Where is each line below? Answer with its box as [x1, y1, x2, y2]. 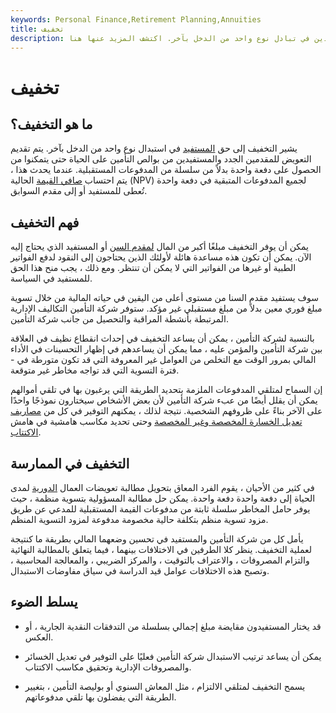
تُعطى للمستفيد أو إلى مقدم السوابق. [10, 185, 148, 197]
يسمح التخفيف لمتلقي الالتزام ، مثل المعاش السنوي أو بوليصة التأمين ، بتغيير [24, 680, 306, 692]
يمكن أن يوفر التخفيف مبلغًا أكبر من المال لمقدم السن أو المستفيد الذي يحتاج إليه [10, 241, 310, 253]
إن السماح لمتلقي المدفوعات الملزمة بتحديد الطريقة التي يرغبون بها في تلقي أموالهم [10, 384, 323, 396]
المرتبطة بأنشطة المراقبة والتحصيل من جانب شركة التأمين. [10, 313, 230, 325]
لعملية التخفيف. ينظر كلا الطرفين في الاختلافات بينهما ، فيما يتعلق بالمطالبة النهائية [10, 544, 313, 555]
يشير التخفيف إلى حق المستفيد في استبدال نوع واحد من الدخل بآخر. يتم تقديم [10, 142, 298, 155]
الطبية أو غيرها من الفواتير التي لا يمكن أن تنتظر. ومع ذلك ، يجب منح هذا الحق [10, 262, 297, 274]
